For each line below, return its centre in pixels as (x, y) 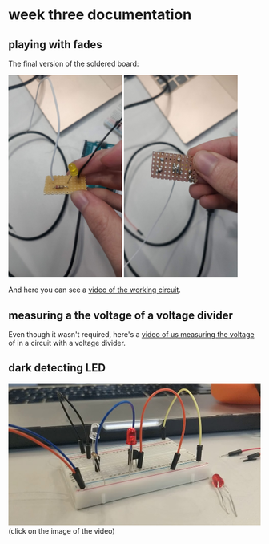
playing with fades (55, 45)
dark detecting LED (57, 368)
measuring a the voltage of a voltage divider (121, 315)
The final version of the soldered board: (74, 63)
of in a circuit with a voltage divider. (67, 343)
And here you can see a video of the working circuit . (95, 290)
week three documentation (100, 15)
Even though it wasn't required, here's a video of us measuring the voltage (131, 334)
